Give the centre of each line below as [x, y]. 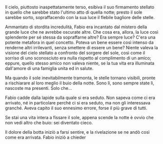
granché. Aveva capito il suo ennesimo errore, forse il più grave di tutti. [76, 108]
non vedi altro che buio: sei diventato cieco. [49, 123]
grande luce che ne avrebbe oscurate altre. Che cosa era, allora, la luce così [82, 32]
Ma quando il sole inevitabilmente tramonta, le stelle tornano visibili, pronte [80, 78]
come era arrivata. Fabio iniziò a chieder [46, 137]
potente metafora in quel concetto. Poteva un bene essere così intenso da [79, 42]
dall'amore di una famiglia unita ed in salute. [49, 68]
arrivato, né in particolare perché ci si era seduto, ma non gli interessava [78, 103]
